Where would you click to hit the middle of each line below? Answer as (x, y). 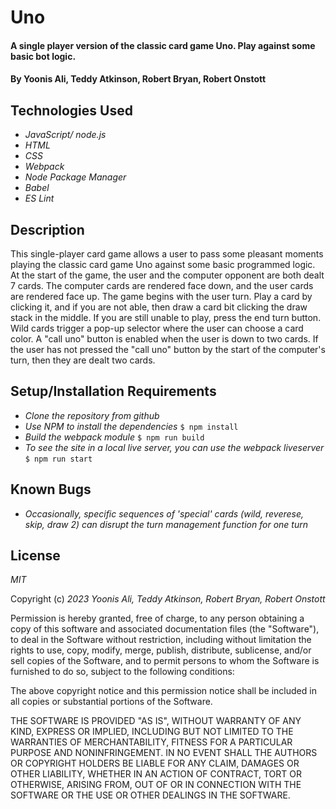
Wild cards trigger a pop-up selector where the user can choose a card (157, 328)
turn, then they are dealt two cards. (83, 360)
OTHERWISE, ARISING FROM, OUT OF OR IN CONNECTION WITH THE (156, 785)
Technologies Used (71, 110)
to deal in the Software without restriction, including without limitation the (161, 640)
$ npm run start (58, 459)
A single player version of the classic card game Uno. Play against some (163, 45)
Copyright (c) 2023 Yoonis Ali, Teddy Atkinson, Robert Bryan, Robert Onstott (168, 599)
